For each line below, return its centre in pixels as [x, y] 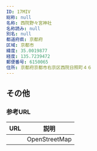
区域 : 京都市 [20, 46]
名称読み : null [23, 28]
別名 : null [19, 34]
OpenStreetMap [49, 140]
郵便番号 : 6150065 [28, 62]
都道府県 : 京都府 [25, 40]
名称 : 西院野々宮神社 [29, 23]
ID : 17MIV [19, 12]
